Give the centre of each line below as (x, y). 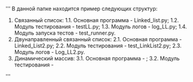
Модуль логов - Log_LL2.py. (49, 52)
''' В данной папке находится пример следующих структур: (82, 9)
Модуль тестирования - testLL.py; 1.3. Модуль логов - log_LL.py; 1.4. (100, 27)
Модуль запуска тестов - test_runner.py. (65, 33)
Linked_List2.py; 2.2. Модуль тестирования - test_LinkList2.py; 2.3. (98, 45)
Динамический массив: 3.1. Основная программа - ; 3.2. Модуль (97, 58)
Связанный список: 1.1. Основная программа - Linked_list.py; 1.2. (96, 20)
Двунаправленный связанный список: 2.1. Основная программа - (98, 39)
